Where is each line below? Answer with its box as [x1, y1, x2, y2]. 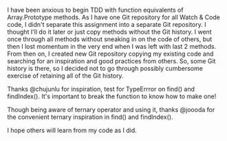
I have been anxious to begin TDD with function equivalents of [7, 6, 184, 14]
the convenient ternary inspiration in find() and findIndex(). [7, 113, 173, 121]
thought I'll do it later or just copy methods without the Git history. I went [7, 28, 212, 36]
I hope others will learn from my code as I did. [7, 127, 138, 134]
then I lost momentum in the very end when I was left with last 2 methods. [7, 43, 217, 50]
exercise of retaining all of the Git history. [7, 72, 124, 80]
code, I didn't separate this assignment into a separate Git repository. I [7, 21, 206, 28]
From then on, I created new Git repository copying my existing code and [7, 50, 214, 58]
